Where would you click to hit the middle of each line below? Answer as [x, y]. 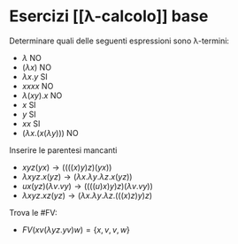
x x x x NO [38, 86]
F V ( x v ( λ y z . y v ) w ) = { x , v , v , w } [76, 229]
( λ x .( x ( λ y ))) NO [50, 133]
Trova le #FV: [33, 212]
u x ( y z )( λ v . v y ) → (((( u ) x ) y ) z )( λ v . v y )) [87, 186]
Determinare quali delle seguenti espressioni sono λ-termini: [119, 41]
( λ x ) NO [36, 67]
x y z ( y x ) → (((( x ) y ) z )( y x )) [67, 167]
